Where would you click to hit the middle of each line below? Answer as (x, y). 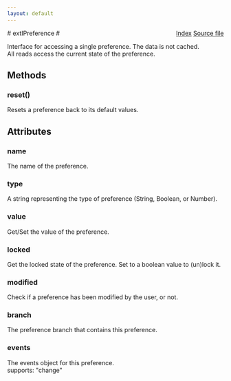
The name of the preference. (48, 166)
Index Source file (200, 33)
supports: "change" (35, 370)
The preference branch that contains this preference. (82, 330)
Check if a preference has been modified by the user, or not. (93, 297)
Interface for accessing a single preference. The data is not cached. (103, 46)
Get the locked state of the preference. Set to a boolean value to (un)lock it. (114, 264)
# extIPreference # (34, 33)
